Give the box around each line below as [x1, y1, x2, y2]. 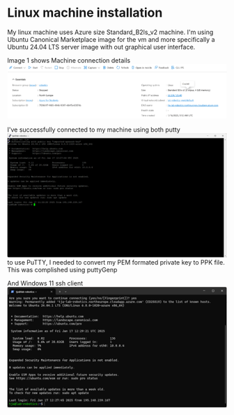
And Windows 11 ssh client [7, 279, 84, 288]
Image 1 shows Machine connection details [7, 56, 131, 64]
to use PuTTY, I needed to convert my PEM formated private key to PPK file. [7, 258, 225, 267]
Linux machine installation [7, 5, 163, 21]
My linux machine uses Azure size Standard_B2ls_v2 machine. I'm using [7, 28, 214, 36]
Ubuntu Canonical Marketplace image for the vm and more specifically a [7, 35, 215, 43]
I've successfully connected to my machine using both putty [7, 125, 181, 134]
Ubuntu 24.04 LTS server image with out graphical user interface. [7, 42, 196, 51]
